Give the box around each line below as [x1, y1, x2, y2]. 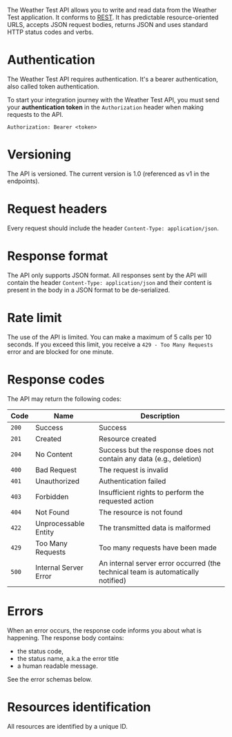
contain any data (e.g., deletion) [99, 454, 202, 463]
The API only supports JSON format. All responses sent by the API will [7, 271, 207, 279]
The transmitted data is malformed [99, 523, 211, 532]
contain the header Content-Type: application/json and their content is [7, 278, 212, 286]
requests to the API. [7, 110, 64, 118]
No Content [35, 449, 73, 459]
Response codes [7, 371, 105, 387]
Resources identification [7, 699, 151, 715]
